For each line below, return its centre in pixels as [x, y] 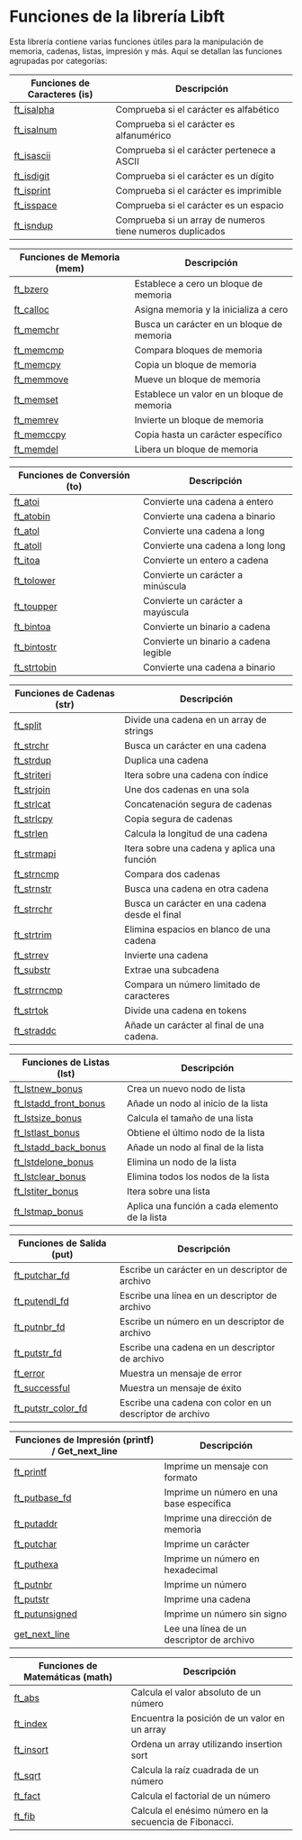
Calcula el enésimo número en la [200, 1810]
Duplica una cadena [167, 760]
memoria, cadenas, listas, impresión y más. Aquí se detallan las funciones [146, 50]
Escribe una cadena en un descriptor [198, 1347]
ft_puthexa [36, 1564]
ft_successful [42, 1387]
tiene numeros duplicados [170, 231]
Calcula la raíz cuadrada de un [195, 1770]
